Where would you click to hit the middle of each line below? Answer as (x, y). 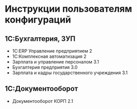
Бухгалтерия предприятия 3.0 (45, 67)
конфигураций (38, 20)
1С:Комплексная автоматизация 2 (49, 56)
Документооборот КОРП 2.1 (43, 101)
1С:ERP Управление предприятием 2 (52, 51)
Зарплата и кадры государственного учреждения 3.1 (70, 73)
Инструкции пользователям (68, 9)
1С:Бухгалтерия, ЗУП (40, 39)
